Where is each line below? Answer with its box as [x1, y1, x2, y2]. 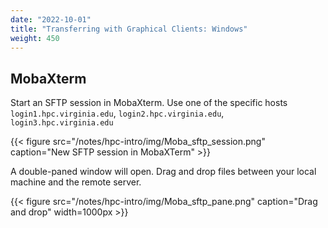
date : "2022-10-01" [10, 14, 92, 25]
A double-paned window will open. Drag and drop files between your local [10, 166, 317, 178]
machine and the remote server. [10, 176, 142, 188]
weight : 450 [10, 33, 60, 43]
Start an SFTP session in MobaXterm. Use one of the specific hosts [10, 97, 288, 109]
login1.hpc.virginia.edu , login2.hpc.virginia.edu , [10, 107, 225, 120]
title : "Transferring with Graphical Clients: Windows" [10, 24, 248, 34]
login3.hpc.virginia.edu [10, 118, 114, 128]
